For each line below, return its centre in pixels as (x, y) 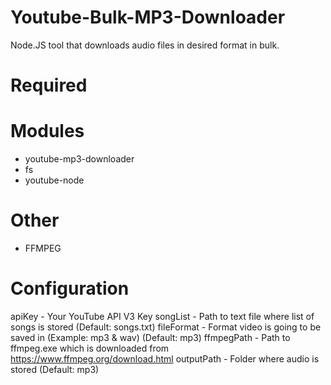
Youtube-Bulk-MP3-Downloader (148, 17)
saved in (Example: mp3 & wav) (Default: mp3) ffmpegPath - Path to (150, 337)
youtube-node (54, 180)
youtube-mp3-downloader (79, 159)
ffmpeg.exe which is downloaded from (90, 348)
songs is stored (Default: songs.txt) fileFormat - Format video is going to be (166, 327)
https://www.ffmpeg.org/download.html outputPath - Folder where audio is (165, 358)
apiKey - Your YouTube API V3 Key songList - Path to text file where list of (162, 316)
